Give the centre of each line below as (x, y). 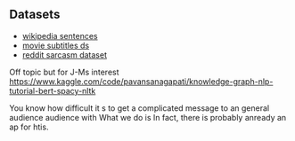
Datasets (35, 15)
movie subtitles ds (56, 45)
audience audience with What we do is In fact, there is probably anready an (148, 117)
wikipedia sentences (60, 35)
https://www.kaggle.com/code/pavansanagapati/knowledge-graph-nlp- (141, 81)
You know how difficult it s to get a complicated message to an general (139, 108)
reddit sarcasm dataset (65, 55)
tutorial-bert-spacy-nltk (53, 90)
